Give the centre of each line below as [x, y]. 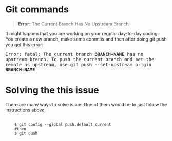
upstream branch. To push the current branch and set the [80, 59]
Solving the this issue [52, 90]
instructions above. [26, 110]
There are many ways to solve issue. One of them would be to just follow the [86, 104]
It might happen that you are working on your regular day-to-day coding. [82, 33]
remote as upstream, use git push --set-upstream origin [79, 64]
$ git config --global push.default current [63, 124]
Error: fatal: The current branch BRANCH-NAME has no [74, 54]
